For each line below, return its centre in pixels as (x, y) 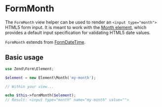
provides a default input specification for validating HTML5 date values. (78, 32)
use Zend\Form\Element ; (30, 69)
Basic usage (24, 58)
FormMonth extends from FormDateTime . (45, 42)
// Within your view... (30, 86)
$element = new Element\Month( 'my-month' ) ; (51, 78)
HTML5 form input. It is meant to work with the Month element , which (76, 27)
